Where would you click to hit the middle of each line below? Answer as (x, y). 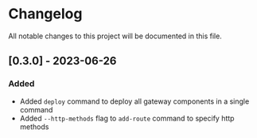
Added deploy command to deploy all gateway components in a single (134, 101)
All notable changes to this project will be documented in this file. (115, 36)
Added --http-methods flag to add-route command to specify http (127, 118)
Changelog (45, 14)
